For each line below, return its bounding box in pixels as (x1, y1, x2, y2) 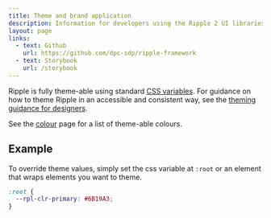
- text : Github (15, 42, 67, 50)
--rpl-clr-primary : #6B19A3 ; (15, 195, 114, 204)
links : (8, 34, 31, 43)
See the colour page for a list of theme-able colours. (8, 118, 183, 129)
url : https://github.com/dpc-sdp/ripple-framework (23, 49, 197, 57)
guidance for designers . (8, 103, 88, 113)
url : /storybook (23, 64, 78, 72)
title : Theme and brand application (8, 11, 131, 20)
